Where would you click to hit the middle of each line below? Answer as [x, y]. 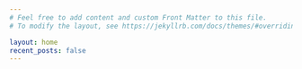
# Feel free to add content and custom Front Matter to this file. [138, 17]
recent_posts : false [48, 50]
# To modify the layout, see [64, 26]
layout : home [34, 42]
